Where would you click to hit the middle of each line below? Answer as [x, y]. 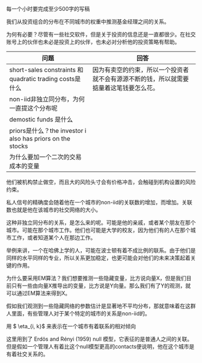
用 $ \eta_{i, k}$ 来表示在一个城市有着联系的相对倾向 [71, 326]
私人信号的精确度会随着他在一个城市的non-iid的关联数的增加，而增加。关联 [99, 202]
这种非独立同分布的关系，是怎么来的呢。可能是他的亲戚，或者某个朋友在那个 [101, 222]
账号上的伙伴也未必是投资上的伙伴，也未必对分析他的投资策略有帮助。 [93, 42]
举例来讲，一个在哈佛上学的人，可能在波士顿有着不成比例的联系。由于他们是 [101, 250]
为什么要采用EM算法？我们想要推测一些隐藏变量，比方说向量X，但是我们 [96, 278]
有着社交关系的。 [27, 354]
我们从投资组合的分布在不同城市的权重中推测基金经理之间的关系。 [88, 22]
